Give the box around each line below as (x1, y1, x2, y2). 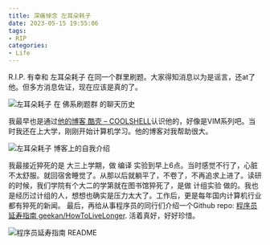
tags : (8, 27, 27, 35)
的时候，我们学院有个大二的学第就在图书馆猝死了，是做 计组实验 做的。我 (8, 181, 252, 190)
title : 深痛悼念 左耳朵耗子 (8, 11, 92, 20)
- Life (8, 49, 31, 57)
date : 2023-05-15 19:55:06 (8, 19, 99, 27)
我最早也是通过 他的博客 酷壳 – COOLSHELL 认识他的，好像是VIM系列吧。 (8, 116, 249, 125)
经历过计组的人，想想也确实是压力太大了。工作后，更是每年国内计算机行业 (14, 190, 262, 200)
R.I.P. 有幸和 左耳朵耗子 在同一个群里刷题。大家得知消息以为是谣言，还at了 (8, 72, 256, 81)
